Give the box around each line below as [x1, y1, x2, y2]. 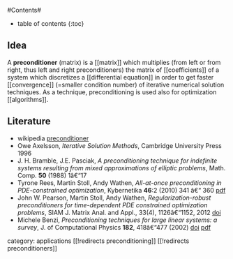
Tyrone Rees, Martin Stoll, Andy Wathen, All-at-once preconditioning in [17, 178, 222, 187]
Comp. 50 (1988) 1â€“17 [17, 171, 87, 179]
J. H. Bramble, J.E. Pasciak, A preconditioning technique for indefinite [17, 156, 218, 165]
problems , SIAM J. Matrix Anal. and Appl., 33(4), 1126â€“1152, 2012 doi [17, 208, 221, 216]
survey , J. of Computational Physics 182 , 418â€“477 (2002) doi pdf [17, 223, 211, 231]
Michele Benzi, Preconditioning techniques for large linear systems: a [17, 216, 218, 224]
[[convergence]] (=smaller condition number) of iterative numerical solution [7, 80, 225, 89]
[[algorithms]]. [7, 95, 49, 103]
